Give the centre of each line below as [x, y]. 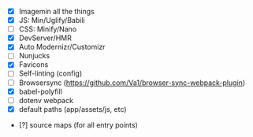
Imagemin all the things [57, 11]
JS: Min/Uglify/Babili [52, 20]
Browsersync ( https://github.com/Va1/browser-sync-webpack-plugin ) [132, 83]
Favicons [33, 65]
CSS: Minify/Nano [48, 29]
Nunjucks [34, 56]
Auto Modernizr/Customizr [62, 47]
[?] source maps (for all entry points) [78, 124]
